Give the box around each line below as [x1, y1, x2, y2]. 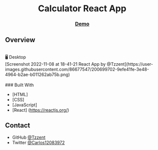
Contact [5, 121, 30, 130]
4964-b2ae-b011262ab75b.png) [5, 72, 70, 77]
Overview [5, 35, 36, 44]
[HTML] [12, 91, 28, 97]
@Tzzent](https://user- [107, 61, 153, 67]
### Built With [5, 82, 34, 88]
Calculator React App [38, 3, 127, 14]
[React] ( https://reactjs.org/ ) [12, 107, 69, 113]
